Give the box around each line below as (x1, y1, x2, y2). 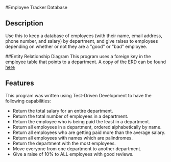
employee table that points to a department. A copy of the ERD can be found (5, 59, 166, 65)
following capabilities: (5, 98, 51, 104)
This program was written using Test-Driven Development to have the (5, 92, 152, 98)
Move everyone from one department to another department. (12, 145, 142, 152)
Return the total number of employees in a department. (12, 113, 129, 119)
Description (5, 19, 43, 28)
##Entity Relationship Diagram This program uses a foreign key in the (5, 53, 151, 59)
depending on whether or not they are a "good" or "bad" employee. (5, 43, 148, 49)
